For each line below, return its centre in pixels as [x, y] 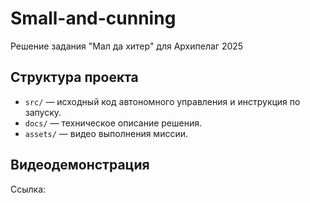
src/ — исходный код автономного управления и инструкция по [162, 101]
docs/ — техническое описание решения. [113, 123]
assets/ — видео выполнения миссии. [106, 133]
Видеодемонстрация [80, 165]
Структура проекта [74, 77]
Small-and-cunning [93, 18]
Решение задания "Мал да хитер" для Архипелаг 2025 [127, 46]
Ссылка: [28, 189]
